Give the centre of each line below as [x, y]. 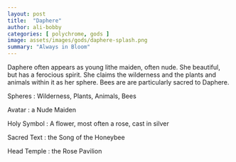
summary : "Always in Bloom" [49, 47]
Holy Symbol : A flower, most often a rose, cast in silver [88, 124]
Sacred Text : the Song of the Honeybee [66, 137]
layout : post [27, 14]
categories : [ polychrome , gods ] [59, 34]
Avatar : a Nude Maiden [42, 110]
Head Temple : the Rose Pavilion [55, 151]
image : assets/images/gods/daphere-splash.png [77, 40]
